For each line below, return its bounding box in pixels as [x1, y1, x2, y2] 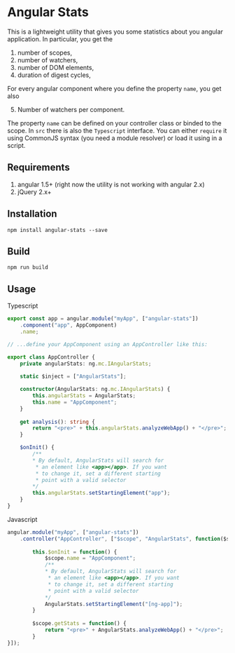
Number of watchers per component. [17, 105, 125, 114]
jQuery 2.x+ [17, 187, 52, 196]
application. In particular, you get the [7, 34, 113, 43]
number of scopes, [17, 48, 73, 57]
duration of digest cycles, [17, 71, 91, 79]
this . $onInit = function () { [32, 548, 117, 556]
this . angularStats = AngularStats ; [32, 392, 136, 399]
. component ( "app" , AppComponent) [20, 322, 117, 329]
